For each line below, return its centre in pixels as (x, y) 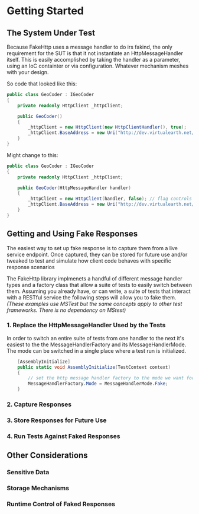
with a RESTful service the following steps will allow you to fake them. (92, 297)
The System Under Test (51, 33)
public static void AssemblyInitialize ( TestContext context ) (94, 367)
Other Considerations (47, 456)
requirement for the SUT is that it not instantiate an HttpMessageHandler (95, 53)
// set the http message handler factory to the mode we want (106, 378)
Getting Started (45, 11)
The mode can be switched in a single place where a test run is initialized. (97, 350)
